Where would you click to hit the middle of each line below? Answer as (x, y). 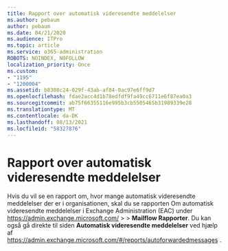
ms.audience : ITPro (35, 39)
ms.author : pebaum (33, 20)
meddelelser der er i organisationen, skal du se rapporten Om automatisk (111, 204)
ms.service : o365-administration (55, 52)
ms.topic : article (33, 45)
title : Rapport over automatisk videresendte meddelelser (92, 13)
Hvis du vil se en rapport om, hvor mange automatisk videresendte (101, 196)
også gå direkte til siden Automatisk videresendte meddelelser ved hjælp (113, 226)
